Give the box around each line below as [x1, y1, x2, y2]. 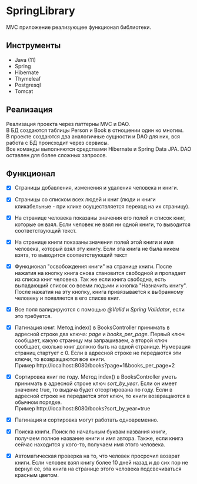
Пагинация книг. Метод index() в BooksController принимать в [14, 324, 170, 331]
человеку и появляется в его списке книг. [14, 294, 121, 301]
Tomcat [14, 87, 34, 95]
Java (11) [14, 56, 36, 63]
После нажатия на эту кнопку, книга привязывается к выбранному [14, 288, 184, 295]
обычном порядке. [14, 399, 62, 406]
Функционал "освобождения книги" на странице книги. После [14, 263, 172, 270]
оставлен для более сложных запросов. [6, 151, 108, 158]
